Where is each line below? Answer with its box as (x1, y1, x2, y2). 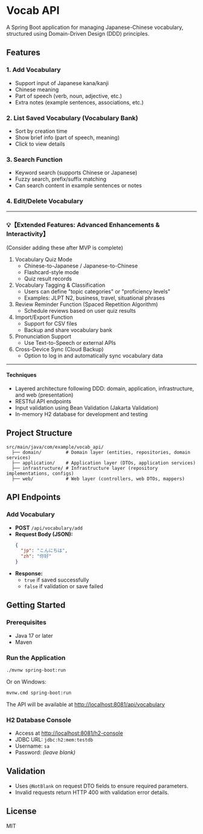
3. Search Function (6, 155, 63, 164)
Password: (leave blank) (14, 749, 76, 756)
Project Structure (6, 428, 72, 438)
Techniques (6, 371, 37, 379)
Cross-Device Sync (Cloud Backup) (14, 345, 104, 353)
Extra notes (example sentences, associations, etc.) (14, 98, 144, 106)
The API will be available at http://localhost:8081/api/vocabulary (6, 701, 165, 708)
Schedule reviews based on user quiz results (24, 307, 136, 314)
